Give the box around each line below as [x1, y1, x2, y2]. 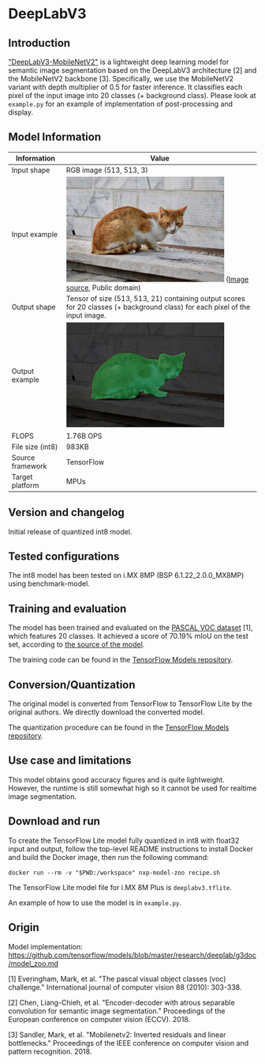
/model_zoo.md [8, 958, 59, 968]
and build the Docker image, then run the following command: [8, 852, 209, 862]
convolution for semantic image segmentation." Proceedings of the [8, 1006, 226, 1016]
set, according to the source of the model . [8, 640, 145, 649]
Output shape [11, 302, 57, 312]
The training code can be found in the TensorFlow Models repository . [8, 655, 233, 665]
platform [11, 481, 39, 490]
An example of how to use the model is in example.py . [8, 898, 182, 907]
